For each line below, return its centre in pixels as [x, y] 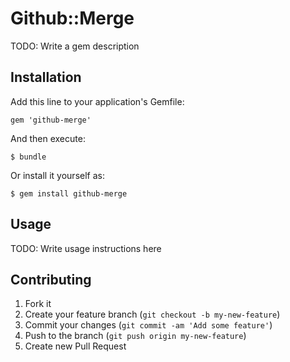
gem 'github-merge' [51, 120]
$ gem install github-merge [69, 193]
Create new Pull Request [75, 346]
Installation [46, 77]
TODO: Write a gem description [75, 46]
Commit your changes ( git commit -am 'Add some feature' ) [148, 325]
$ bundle [28, 157]
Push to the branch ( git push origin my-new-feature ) [135, 336]
